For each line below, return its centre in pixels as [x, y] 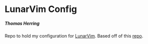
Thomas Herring [22, 23]
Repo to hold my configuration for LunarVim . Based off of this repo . [74, 36]
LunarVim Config [41, 9]
